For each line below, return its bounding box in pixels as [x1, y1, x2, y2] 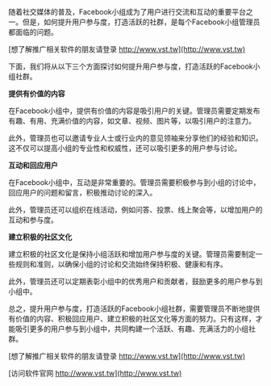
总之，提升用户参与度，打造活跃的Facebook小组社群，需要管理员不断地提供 [8, 304, 261, 313]
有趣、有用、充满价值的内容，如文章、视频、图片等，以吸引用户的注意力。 [8, 116, 256, 125]
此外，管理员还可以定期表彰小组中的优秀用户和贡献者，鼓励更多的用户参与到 [8, 277, 263, 286]
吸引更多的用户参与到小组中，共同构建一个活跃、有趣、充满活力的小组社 [15, 324, 256, 334]
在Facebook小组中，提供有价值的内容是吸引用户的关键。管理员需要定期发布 [8, 106, 261, 115]
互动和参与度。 [8, 215, 58, 224]
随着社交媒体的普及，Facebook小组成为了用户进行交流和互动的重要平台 [8, 7, 246, 16]
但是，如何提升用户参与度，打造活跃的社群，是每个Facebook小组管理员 [22, 17, 261, 27]
